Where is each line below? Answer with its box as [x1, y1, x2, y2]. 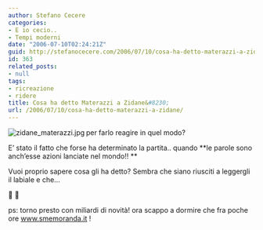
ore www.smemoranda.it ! [8, 214, 92, 223]
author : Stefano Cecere [8, 11, 86, 20]
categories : [8, 19, 47, 27]
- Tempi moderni [8, 33, 61, 42]
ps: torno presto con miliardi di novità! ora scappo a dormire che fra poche [8, 206, 249, 214]
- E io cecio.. [8, 26, 58, 34]
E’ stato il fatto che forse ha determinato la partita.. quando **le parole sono [8, 143, 253, 152]
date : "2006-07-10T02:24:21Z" [8, 41, 107, 49]
